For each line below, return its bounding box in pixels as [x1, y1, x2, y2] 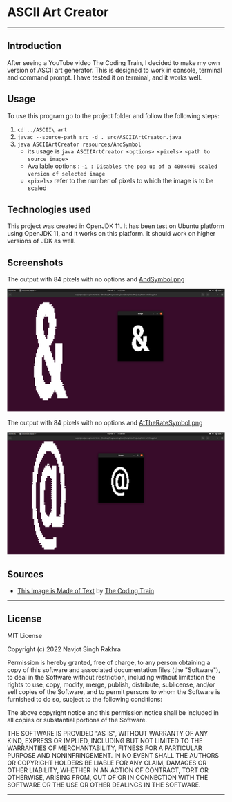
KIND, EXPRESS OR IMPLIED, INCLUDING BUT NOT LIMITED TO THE [7, 736, 203, 745]
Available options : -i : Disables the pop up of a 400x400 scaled [27, 162, 217, 170]
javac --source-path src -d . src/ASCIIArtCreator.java [17, 133, 182, 140]
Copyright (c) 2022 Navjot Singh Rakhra [7, 644, 121, 653]
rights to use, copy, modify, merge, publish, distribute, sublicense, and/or [7, 680, 215, 689]
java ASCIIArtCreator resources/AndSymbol [17, 141, 142, 148]
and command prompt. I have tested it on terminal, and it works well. [7, 73, 202, 82]
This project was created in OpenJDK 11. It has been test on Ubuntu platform [7, 222, 224, 230]
